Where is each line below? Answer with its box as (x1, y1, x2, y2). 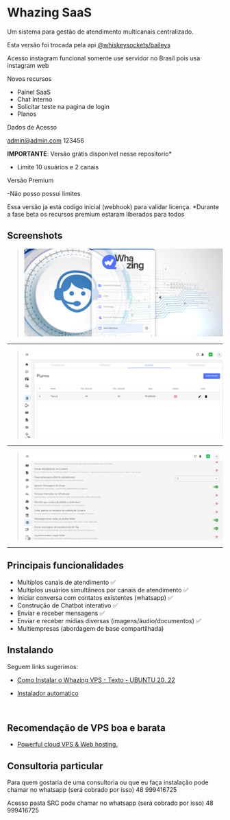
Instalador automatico (16, 689, 79, 697)
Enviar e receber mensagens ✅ (16, 609, 105, 617)
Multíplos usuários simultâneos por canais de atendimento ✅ (16, 586, 189, 594)
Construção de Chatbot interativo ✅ (16, 601, 118, 610)
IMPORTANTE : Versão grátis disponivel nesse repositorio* (7, 149, 172, 158)
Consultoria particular (7, 760, 104, 772)
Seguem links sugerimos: (7, 662, 79, 671)
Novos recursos (7, 74, 52, 83)
